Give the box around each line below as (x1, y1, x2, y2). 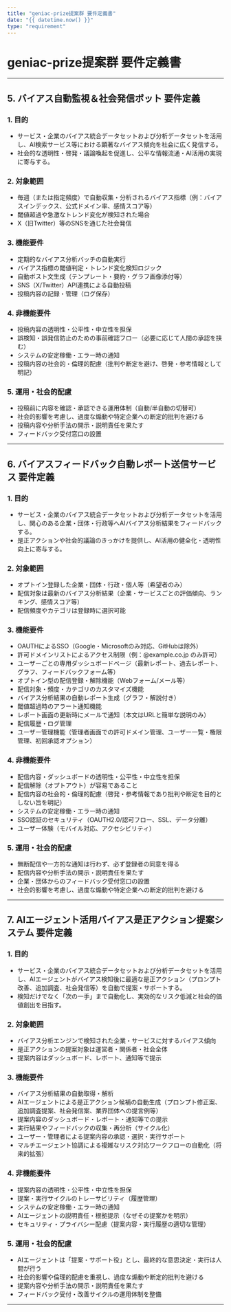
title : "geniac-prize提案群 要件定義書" (7, 10, 116, 17)
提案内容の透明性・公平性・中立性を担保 (16, 1185, 132, 1194)
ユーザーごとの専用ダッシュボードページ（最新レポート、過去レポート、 (16, 659, 222, 668)
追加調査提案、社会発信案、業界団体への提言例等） (16, 1106, 162, 1115)
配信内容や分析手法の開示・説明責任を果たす (16, 868, 144, 877)
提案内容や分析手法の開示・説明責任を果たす (16, 1281, 144, 1289)
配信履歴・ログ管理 (16, 719, 72, 728)
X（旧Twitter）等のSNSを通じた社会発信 (16, 219, 132, 228)
